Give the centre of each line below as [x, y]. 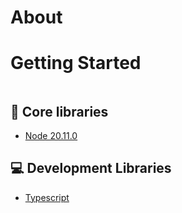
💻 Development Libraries [91, 168]
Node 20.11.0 [51, 135]
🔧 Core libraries [59, 111]
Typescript [47, 197]
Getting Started [76, 63]
